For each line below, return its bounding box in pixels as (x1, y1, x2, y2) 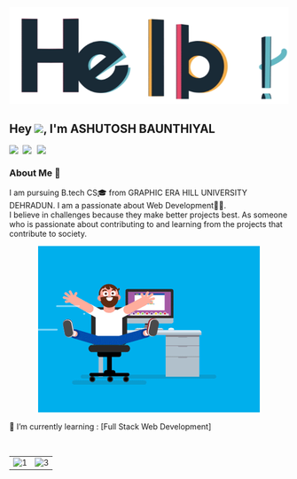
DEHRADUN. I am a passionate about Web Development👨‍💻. (9, 200, 227, 211)
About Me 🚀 (9, 167, 61, 179)
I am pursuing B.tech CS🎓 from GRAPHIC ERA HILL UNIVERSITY (9, 187, 248, 198)
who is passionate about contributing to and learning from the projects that (9, 219, 284, 230)
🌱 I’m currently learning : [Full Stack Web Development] (9, 421, 212, 432)
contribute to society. (9, 229, 87, 239)
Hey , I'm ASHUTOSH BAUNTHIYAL (9, 121, 215, 136)
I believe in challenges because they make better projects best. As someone (9, 209, 288, 220)
